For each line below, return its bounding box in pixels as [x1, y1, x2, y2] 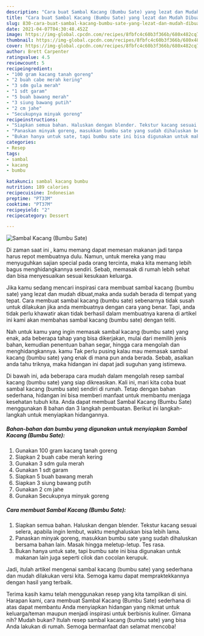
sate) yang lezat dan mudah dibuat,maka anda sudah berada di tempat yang [6, 291, 197, 298]
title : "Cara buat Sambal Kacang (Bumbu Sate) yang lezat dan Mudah [6, 15, 183, 21]
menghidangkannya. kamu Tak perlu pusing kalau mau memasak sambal [6, 348, 188, 355]
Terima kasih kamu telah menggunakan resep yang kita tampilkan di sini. [6, 590, 188, 598]
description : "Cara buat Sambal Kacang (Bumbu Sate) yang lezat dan [6, 9, 183, 15]
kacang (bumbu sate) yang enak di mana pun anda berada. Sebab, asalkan [6, 354, 194, 361]
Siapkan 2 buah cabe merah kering [15, 453, 103, 461]
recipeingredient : [6, 65, 53, 72]
